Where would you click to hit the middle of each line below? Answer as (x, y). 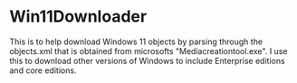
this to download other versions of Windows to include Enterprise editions (147, 60)
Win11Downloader (78, 17)
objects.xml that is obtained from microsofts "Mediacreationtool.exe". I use (148, 51)
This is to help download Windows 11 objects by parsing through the (136, 41)
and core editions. (43, 70)
